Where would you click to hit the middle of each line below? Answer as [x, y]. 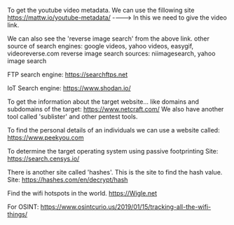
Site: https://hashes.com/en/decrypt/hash [68, 179]
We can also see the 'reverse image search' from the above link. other [109, 39]
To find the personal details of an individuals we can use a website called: [113, 130]
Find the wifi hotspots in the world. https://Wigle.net [82, 193]
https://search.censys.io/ [43, 158]
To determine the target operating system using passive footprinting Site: [113, 151]
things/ [18, 214]
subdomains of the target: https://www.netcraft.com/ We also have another [116, 109]
